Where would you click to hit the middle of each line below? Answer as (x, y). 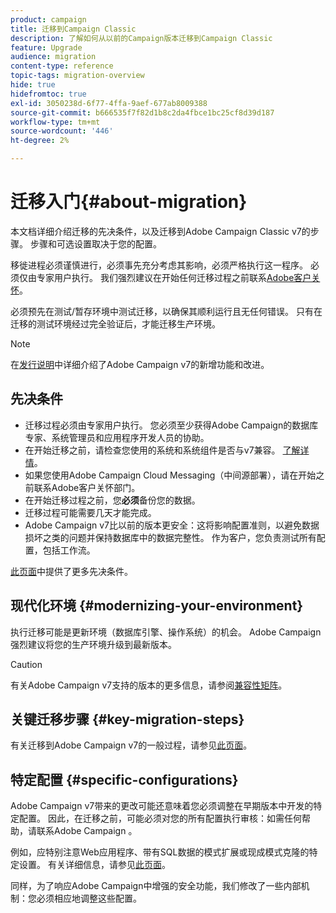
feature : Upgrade (46, 47)
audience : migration (53, 57)
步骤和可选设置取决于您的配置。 (95, 243)
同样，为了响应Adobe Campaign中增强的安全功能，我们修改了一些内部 (156, 886)
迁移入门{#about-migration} (129, 202)
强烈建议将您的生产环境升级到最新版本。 (93, 644)
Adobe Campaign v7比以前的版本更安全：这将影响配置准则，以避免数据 (172, 525)
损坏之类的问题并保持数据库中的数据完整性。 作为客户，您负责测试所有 (170, 537)
